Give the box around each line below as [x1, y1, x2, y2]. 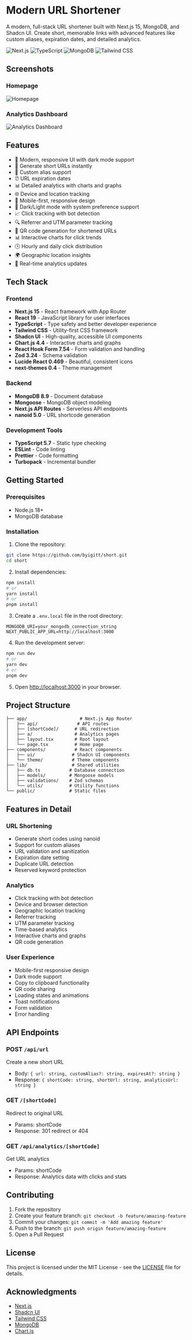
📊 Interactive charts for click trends [14, 233, 102, 241]
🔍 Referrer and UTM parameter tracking [14, 219, 113, 226]
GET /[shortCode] [6, 1096, 57, 1104]
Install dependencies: [14, 568, 67, 575]
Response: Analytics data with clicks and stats [14, 1173, 127, 1180]
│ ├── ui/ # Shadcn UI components [6, 752, 130, 758]
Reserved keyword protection [14, 867, 86, 873]
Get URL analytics [6, 1155, 50, 1162]
